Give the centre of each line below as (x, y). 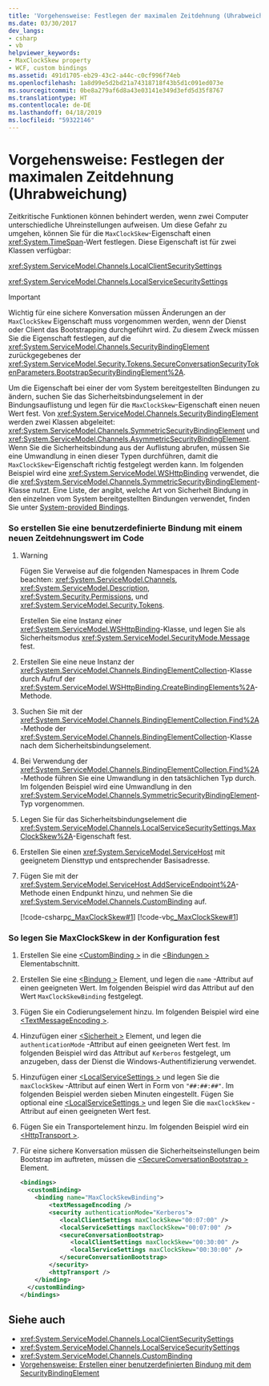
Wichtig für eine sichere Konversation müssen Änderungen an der (117, 312)
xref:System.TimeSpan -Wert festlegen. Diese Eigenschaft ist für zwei (122, 242)
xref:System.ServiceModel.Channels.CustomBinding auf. (113, 902)
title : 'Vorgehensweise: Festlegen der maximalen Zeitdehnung (114, 16)
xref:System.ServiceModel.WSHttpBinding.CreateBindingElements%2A (137, 688)
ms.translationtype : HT (48, 98)
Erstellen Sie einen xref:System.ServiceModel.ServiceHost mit (122, 852)
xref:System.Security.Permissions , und (84, 597)
